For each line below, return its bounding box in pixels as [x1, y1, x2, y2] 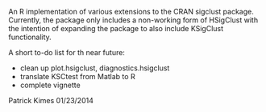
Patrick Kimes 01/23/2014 [8, 96, 94, 105]
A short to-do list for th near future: [8, 48, 125, 57]
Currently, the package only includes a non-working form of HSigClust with [8, 15, 259, 25]
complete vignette [19, 80, 81, 90]
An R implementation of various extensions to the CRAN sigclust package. [8, 7, 254, 16]
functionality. [8, 32, 52, 42]
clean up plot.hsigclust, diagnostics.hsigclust [19, 63, 170, 73]
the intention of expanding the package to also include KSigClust [8, 24, 224, 33]
